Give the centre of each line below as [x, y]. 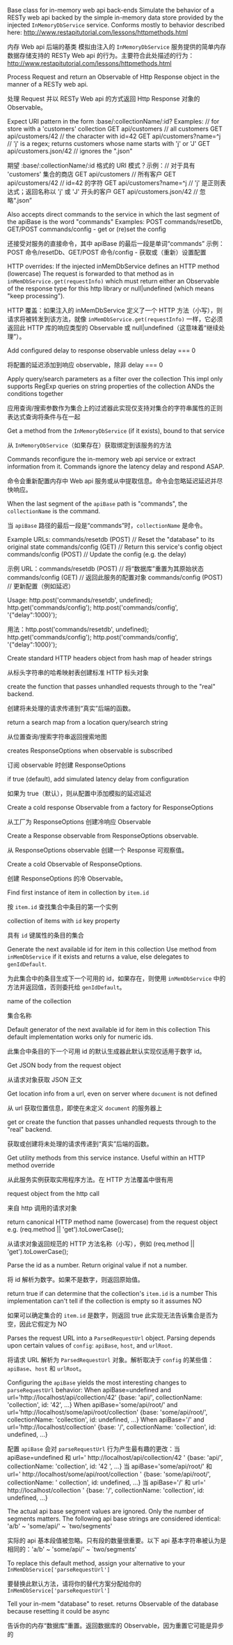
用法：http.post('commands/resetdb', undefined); [78, 629]
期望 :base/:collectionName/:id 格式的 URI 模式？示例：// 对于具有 [102, 165]
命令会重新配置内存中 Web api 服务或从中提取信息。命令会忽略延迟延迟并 [112, 481]
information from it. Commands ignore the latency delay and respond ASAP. [116, 466]
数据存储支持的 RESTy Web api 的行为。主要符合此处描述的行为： [101, 56]
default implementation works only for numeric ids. [80, 1037]
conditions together [35, 393]
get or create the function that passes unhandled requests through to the [112, 1122]
